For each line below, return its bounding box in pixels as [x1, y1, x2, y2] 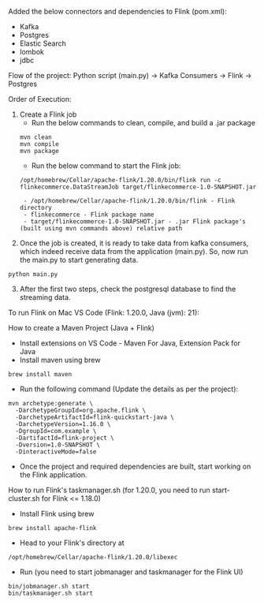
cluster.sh [8, 494, 40, 503]
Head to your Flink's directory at [19, 538, 125, 547]
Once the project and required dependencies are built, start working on [19, 461, 251, 471]
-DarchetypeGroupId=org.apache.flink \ [15, 406, 147, 414]
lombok [19, 47, 45, 56]
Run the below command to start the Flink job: [31, 161, 181, 170]
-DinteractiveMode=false [15, 448, 97, 456]
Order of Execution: [8, 95, 73, 103]
